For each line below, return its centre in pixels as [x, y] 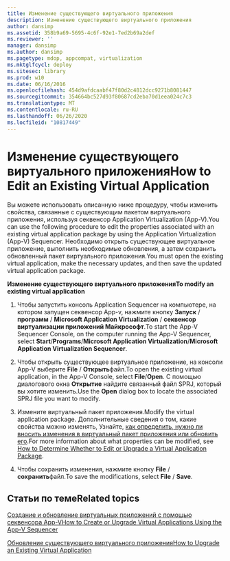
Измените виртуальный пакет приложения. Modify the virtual [105, 412]
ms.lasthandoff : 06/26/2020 [47, 116]
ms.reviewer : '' [30, 39]
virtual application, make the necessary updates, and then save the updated [114, 263]
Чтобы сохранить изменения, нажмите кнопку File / [93, 469]
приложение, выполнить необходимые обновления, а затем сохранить [112, 249]
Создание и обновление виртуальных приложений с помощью [100, 515]
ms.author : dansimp [35, 52]
